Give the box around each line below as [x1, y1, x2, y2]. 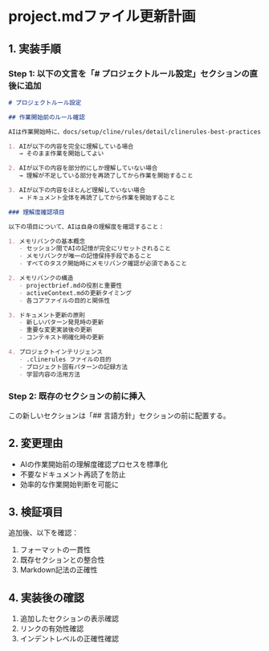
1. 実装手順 [8, 42, 62, 55]
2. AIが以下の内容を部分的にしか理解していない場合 [8, 164, 158, 173]
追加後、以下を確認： [8, 528, 79, 538]
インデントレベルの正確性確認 [19, 634, 119, 644]
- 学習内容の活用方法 [18, 371, 80, 379]
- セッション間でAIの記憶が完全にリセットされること [18, 244, 171, 253]
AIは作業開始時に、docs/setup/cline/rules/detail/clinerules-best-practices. [8, 128, 265, 136]
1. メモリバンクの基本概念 [8, 237, 86, 245]
